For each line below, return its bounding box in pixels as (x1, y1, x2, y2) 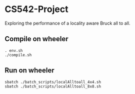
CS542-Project (4, 4, 68, 15)
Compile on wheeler (4, 35, 68, 43)
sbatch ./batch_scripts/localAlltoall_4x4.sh (4, 79, 101, 84)
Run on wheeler (4, 66, 54, 75)
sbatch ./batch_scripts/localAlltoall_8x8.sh (4, 84, 101, 89)
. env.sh (4, 48, 23, 53)
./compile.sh (4, 52, 32, 57)
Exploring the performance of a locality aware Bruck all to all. (4, 20, 130, 26)
